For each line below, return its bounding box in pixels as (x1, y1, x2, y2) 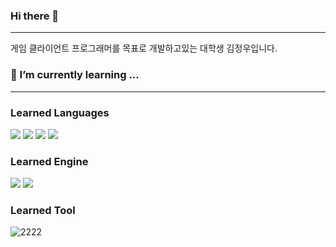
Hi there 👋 (10, 9, 60, 23)
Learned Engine (10, 154, 89, 168)
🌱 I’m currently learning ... (10, 68, 140, 82)
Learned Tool (10, 204, 76, 218)
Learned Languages (10, 105, 110, 119)
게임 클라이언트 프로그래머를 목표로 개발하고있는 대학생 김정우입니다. (10, 42, 278, 54)
